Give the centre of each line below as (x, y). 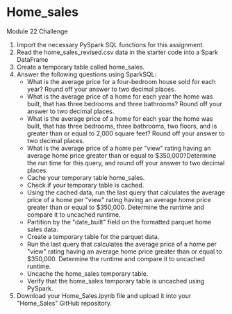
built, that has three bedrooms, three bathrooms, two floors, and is (122, 126)
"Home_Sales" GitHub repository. (64, 303)
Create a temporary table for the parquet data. (93, 236)
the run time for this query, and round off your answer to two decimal (126, 163)
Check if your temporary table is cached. (85, 185)
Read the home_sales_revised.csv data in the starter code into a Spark (117, 52)
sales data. (42, 229)
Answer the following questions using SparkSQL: (86, 74)
